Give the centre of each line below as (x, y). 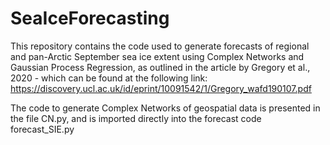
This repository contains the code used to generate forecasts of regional (160, 46)
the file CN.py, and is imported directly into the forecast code (136, 118)
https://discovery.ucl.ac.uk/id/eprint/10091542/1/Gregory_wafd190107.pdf (161, 88)
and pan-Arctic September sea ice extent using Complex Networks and (157, 56)
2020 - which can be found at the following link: (109, 78)
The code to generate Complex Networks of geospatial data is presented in (165, 108)
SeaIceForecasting (90, 18)
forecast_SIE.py (42, 129)
